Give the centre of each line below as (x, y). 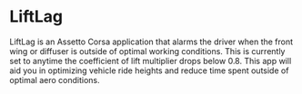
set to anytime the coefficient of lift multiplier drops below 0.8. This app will (151, 61)
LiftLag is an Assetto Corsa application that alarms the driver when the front (151, 42)
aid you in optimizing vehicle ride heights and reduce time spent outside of (149, 70)
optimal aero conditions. (55, 80)
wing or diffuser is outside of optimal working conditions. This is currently (147, 51)
